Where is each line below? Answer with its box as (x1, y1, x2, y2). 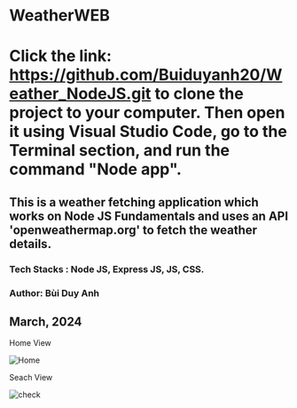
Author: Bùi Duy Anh (9, 286, 100, 299)
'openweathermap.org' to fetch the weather (9, 222, 258, 237)
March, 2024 (9, 315, 82, 329)
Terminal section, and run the (9, 140, 231, 161)
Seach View (9, 372, 53, 383)
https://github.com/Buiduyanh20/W (9, 65, 283, 85)
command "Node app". (9, 159, 182, 180)
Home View (9, 338, 51, 348)
